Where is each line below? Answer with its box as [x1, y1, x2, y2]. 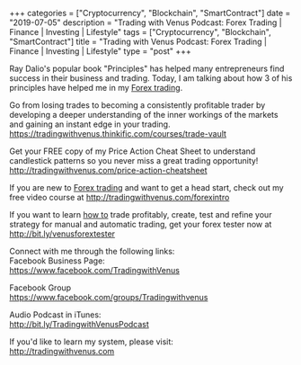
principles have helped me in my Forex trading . [9, 83, 183, 93]
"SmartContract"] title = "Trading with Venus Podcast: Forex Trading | [9, 36, 268, 47]
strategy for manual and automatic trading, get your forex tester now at [9, 219, 272, 229]
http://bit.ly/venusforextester [9, 228, 115, 239]
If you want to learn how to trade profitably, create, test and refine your [9, 209, 272, 219]
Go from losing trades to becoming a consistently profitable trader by [9, 100, 266, 111]
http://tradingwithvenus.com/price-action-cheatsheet [9, 165, 208, 175]
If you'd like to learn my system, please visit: [9, 336, 173, 347]
